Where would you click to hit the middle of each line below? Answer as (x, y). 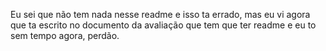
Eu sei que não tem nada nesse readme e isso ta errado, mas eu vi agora (160, 14)
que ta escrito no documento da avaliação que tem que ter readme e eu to (163, 25)
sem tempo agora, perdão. (65, 35)
